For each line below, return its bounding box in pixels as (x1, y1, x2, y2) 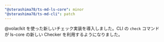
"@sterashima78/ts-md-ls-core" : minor (4, 7, 84, 12)
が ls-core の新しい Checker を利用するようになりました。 (4, 31, 123, 37)
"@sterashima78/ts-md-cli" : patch (4, 12, 76, 16)
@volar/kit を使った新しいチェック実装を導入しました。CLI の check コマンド (4, 25, 160, 31)
